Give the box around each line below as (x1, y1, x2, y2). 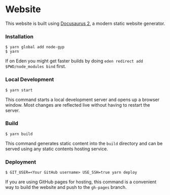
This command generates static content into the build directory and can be (5, 140, 163, 146)
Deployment (5, 158, 37, 166)
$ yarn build (5, 131, 33, 137)
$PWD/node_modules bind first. (5, 63, 66, 70)
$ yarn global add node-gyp (5, 45, 65, 50)
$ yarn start (5, 87, 33, 92)
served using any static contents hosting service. (5, 146, 108, 152)
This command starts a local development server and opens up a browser (5, 96, 160, 103)
